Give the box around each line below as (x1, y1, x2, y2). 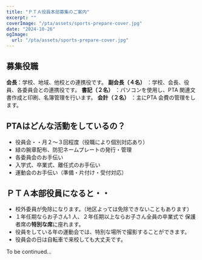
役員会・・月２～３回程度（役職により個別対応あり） (15, 138, 149, 146)
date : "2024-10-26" (6, 26, 56, 32)
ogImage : (6, 32, 29, 38)
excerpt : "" (6, 15, 36, 21)
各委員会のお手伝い (15, 153, 64, 161)
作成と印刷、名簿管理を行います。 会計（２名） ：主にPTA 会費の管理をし (11, 94, 196, 101)
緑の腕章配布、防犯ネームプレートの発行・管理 (15, 146, 132, 153)
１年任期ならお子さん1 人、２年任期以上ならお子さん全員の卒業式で (15, 213, 184, 220)
